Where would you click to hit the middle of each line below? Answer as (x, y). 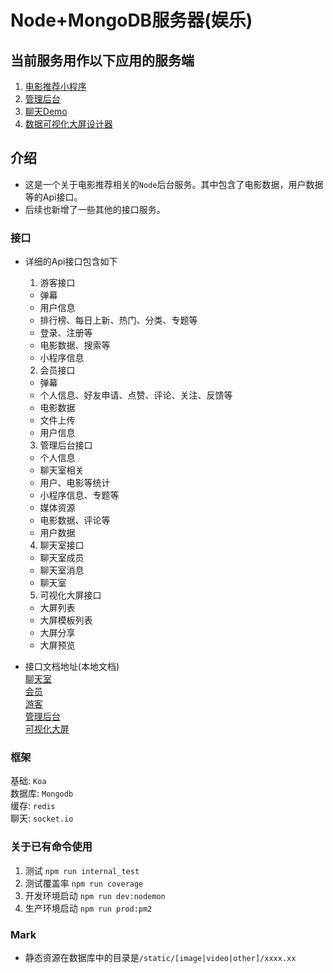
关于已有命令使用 (51, 847)
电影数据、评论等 (75, 520)
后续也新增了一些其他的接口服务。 (95, 209)
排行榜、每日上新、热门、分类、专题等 (118, 320)
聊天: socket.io (42, 818)
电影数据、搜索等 (75, 345)
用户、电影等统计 (75, 483)
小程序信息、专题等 (79, 495)
